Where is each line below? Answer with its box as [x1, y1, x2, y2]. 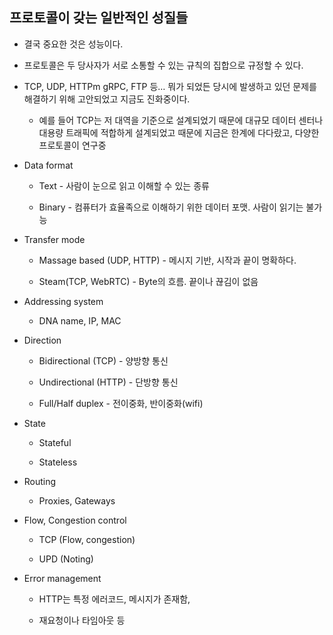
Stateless [38, 456, 78, 468]
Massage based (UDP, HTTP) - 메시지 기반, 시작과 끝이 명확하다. [38, 254, 297, 266]
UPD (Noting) [38, 553, 94, 565]
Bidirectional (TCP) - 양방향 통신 [38, 354, 169, 367]
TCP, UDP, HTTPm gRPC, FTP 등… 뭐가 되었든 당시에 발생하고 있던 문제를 [23, 80, 317, 92]
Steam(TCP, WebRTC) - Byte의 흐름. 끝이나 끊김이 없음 [38, 275, 259, 287]
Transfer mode [23, 233, 86, 245]
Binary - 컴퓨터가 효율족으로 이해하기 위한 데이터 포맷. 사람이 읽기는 [38, 201, 304, 213]
